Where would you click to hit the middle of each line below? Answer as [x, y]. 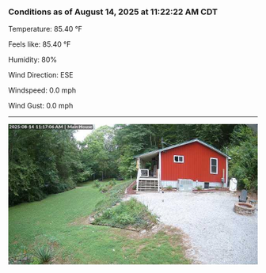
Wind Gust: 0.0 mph [41, 106]
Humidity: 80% [33, 60]
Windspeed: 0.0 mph [42, 90]
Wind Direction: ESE [41, 75]
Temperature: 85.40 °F [46, 29]
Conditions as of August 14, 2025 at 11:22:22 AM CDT [113, 12]
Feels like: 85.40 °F [40, 44]
